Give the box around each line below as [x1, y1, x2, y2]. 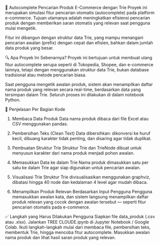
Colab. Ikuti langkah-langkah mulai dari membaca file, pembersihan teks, [5, 224, 151, 230]
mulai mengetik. [5, 25, 37, 31]
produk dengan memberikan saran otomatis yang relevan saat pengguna [5, 20, 150, 26]
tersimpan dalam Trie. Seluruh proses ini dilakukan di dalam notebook [5, 92, 144, 97]
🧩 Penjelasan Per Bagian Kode [5, 106, 65, 112]
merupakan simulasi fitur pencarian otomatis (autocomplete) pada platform [5, 10, 155, 16]
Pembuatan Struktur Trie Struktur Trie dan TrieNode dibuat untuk [12, 145, 142, 151]
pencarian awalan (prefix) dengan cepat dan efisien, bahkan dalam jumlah [5, 40, 154, 46]
